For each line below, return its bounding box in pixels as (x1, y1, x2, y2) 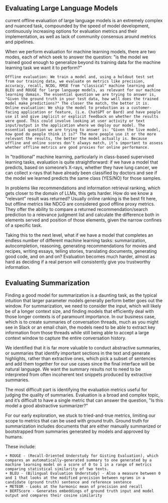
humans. (5, 434, 24, 440)
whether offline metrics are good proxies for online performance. (5, 145, 150, 150)
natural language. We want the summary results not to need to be (5, 366, 141, 372)
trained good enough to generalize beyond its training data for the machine (5, 59, 161, 65)
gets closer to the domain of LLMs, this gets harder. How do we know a (5, 190, 153, 196)
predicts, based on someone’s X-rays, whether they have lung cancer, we (5, 164, 157, 170)
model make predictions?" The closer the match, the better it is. (5, 101, 150, 106)
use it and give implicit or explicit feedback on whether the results (5, 114, 158, 119)
